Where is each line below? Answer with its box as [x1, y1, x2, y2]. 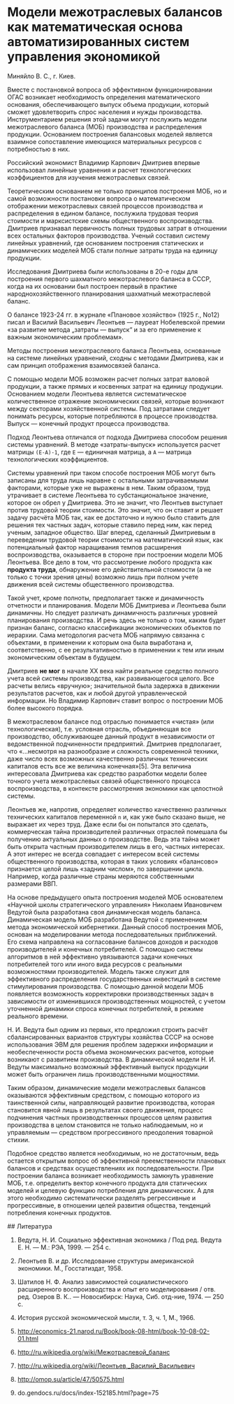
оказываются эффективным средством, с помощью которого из [7, 1091, 200, 1099]
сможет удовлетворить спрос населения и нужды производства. [7, 108, 203, 116]
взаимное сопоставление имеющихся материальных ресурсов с [7, 137, 203, 145]
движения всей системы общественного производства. [7, 580, 175, 588]
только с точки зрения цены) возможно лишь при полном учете [7, 573, 199, 581]
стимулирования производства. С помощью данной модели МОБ [7, 982, 204, 990]
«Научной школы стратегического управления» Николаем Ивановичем [7, 900, 222, 909]
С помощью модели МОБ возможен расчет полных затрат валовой [7, 375, 210, 383]
